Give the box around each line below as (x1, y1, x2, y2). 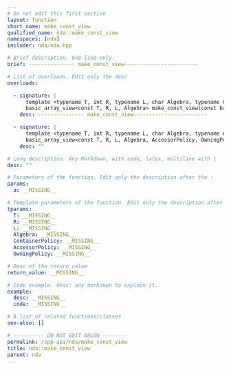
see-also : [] (7, 320, 45, 327)
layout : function (7, 17, 57, 23)
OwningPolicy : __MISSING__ (13, 250, 91, 257)
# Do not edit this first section (7, 10, 107, 17)
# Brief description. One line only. (7, 54, 115, 62)
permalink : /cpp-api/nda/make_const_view (7, 338, 128, 345)
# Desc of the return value (7, 263, 88, 270)
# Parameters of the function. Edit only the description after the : (7, 174, 214, 181)
